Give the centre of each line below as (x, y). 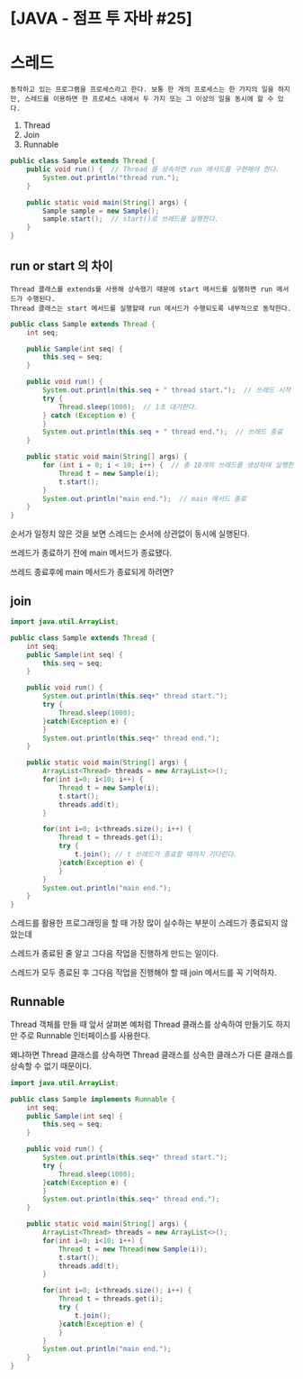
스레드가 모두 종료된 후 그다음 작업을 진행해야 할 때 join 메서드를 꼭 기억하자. (144, 973)
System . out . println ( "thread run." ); (111, 178)
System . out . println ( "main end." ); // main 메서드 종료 (144, 498)
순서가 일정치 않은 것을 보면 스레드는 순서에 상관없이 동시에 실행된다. (130, 534)
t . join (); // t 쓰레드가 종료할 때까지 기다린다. (156, 854)
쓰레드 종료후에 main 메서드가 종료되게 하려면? (92, 572)
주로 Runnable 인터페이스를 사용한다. (85, 1035)
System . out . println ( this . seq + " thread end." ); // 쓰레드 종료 (163, 432)
